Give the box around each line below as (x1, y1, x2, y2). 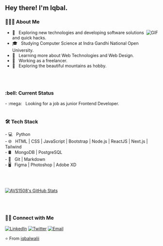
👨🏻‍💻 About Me (5, 19, 40, 25)
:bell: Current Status (5, 90, 54, 96)
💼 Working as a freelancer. (12, 57, 68, 63)
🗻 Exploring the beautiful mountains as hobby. (12, 63, 107, 69)
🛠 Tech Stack (5, 118, 38, 125)
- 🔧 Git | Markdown (5, 156, 46, 162)
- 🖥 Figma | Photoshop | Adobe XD (5, 162, 77, 168)
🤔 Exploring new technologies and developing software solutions (12, 29, 144, 36)
